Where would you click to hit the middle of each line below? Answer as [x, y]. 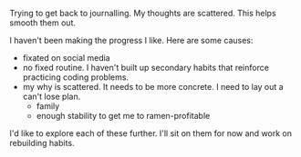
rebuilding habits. [42, 143]
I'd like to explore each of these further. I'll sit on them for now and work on [151, 133]
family [48, 106]
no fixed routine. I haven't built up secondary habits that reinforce [145, 68]
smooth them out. [42, 23]
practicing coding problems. [76, 77]
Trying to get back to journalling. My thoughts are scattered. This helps [143, 13]
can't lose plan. [52, 96]
